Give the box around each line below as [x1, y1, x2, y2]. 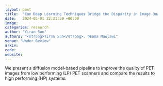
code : [5, 47, 16, 52]
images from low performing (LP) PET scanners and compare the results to [5, 71, 155, 76]
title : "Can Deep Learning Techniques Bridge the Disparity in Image [5, 12, 151, 16]
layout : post [5, 7, 32, 12]
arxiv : [5, 43, 18, 48]
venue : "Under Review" [5, 39, 51, 43]
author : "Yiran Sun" [5, 29, 47, 34]
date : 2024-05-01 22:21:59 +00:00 [5, 16, 79, 21]
